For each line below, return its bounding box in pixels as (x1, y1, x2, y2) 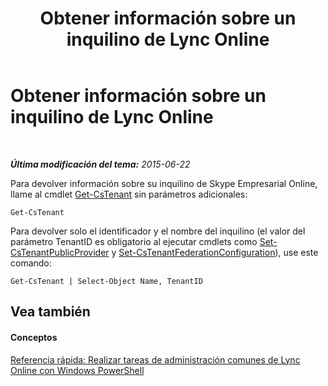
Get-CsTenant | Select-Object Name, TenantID (10, 276, 203, 286)
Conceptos (10, 331, 58, 343)
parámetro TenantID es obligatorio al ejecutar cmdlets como (10, 235, 258, 247)
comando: (10, 257, 52, 269)
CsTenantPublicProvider (10, 246, 110, 258)
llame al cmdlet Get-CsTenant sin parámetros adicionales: (10, 188, 248, 200)
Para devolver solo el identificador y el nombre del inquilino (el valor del (10, 225, 306, 237)
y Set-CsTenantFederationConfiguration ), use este (111, 246, 319, 258)
